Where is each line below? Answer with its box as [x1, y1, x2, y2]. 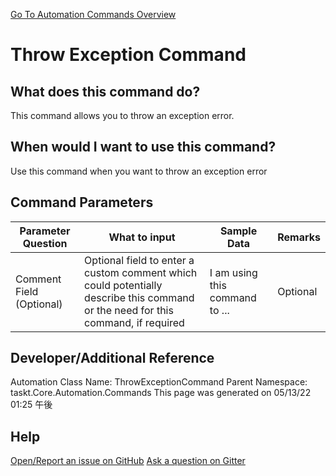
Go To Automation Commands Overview [10, 9, 177, 20]
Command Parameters [10, 194, 154, 211]
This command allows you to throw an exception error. [10, 110, 235, 121]
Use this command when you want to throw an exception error [10, 165, 268, 177]
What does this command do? [10, 83, 201, 100]
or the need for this [84, 303, 174, 317]
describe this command [84, 290, 195, 304]
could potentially [84, 278, 163, 292]
